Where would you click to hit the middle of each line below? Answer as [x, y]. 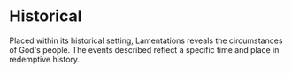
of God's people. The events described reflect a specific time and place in [144, 49]
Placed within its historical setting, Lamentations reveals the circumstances [146, 40]
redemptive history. [45, 59]
